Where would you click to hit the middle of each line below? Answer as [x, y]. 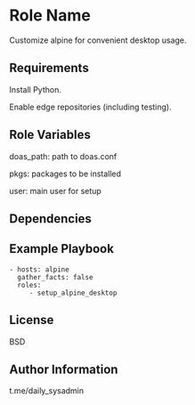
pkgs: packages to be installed [65, 174]
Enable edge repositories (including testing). [90, 107]
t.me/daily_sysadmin [47, 391]
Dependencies [50, 219]
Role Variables [50, 135]
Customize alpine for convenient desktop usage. [98, 40]
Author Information [64, 369]
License [32, 320]
